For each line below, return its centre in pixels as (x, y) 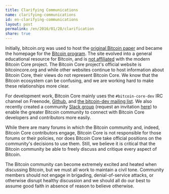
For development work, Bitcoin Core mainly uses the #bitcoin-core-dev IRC (84, 96)
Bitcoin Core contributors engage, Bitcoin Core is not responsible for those (83, 133)
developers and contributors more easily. (48, 117)
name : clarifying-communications (41, 15)
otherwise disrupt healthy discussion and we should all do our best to (78, 181)
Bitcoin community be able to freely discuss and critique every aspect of (81, 149)
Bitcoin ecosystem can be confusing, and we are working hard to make (79, 80)
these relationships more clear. (38, 86)
